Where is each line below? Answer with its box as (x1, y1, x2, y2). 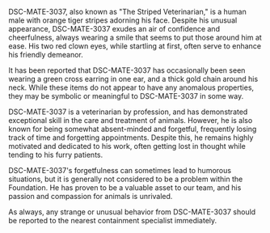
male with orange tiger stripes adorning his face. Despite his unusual (8, 15, 238, 25)
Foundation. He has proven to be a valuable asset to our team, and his (8, 183, 242, 193)
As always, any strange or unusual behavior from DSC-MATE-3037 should (8, 207, 256, 217)
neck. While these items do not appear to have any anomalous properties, (8, 83, 255, 92)
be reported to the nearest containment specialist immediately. (8, 216, 217, 225)
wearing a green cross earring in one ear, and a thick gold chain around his (8, 74, 259, 83)
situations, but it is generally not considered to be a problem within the (8, 174, 243, 184)
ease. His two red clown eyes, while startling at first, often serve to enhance (8, 41, 261, 51)
